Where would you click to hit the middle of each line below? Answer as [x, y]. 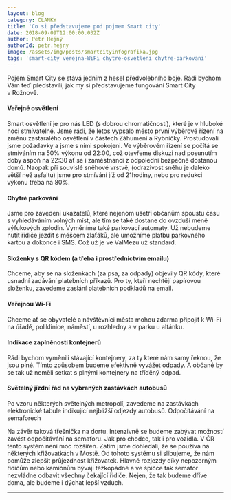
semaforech [24, 418]
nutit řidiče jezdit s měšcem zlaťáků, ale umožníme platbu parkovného [106, 236]
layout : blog [26, 13]
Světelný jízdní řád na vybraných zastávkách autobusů [87, 388]
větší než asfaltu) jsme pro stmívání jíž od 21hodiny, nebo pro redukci [105, 175]
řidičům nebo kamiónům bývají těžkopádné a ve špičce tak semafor [103, 468]
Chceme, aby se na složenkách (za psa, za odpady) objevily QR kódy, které [114, 273]
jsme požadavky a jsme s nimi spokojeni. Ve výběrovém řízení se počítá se [113, 145]
